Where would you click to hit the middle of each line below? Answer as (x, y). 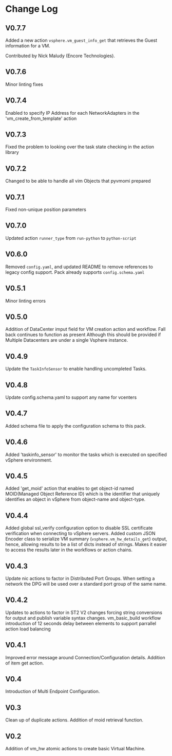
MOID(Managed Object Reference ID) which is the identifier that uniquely (83, 494)
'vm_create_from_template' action (41, 118)
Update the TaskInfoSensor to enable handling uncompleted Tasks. (76, 369)
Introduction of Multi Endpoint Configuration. (53, 691)
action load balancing (28, 629)
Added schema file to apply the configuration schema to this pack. (76, 426)
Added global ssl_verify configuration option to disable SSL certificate (79, 528)
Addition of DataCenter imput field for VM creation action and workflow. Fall (85, 329)
